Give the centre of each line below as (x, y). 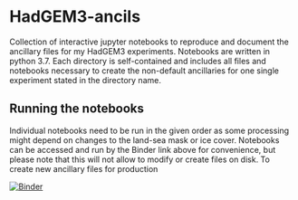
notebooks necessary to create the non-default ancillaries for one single (144, 71)
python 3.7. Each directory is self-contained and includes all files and (138, 61)
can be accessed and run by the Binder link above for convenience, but (143, 149)
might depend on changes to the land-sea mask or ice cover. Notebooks (144, 140)
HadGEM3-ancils (75, 17)
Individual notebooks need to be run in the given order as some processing (149, 130)
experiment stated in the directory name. (85, 80)
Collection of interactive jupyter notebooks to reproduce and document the (149, 42)
